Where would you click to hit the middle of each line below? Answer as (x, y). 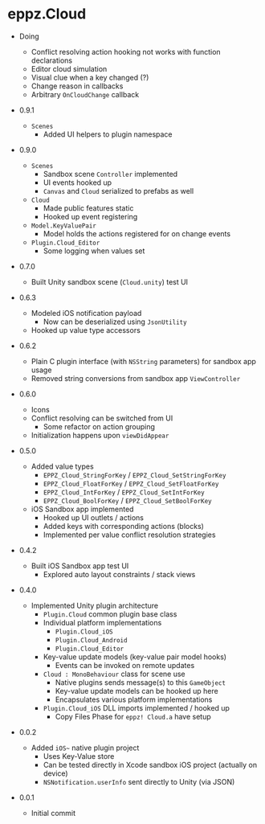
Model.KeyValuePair (64, 226)
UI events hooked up (77, 182)
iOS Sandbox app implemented (82, 509)
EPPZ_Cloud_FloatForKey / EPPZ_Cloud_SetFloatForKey (131, 483)
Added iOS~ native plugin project (85, 748)
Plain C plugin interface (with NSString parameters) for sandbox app (143, 361)
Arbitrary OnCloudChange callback (85, 94)
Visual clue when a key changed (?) (90, 77)
